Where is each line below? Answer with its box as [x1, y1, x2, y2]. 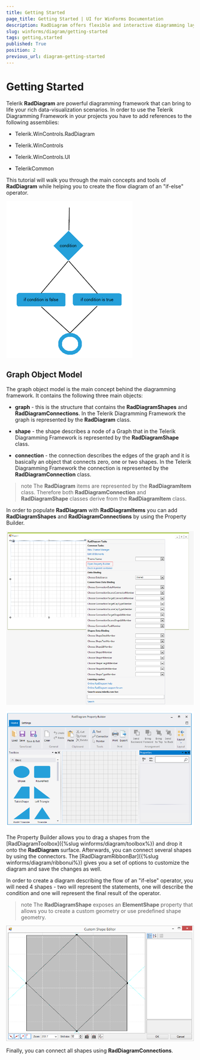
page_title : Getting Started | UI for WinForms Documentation [6, 15, 164, 22]
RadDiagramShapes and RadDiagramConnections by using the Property [6, 513, 186, 520]
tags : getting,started [6, 35, 62, 41]
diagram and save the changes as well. [6, 865, 102, 872]
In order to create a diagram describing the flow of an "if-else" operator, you [6, 877, 193, 884]
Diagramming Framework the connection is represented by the [14, 464, 168, 472]
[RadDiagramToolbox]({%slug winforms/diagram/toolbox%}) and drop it [6, 840, 183, 847]
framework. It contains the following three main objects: [6, 392, 143, 399]
